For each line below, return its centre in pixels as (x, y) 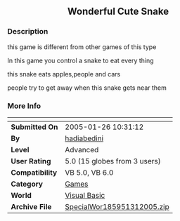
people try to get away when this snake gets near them (87, 88)
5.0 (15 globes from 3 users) (113, 161)
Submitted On (34, 127)
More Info (24, 106)
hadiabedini (84, 138)
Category (27, 184)
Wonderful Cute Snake (118, 12)
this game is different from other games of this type (82, 47)
